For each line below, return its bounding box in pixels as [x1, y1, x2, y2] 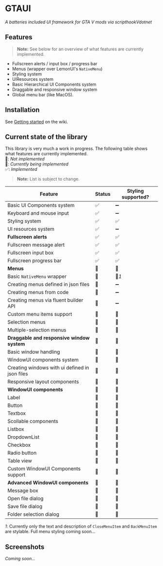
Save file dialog [7, 503, 43, 510]
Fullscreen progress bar [7, 257, 62, 264]
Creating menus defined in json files [7, 281, 90, 288]
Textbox [7, 410, 26, 417]
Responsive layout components [7, 378, 79, 385]
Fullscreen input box [7, 249, 54, 256]
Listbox [7, 426, 24, 433]
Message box [7, 487, 38, 494]
